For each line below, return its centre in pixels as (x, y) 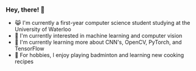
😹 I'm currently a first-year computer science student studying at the (102, 23)
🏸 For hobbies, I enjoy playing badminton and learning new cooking (99, 55)
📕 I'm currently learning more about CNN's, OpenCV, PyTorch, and (98, 42)
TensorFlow (29, 49)
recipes (24, 62)
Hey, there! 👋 (25, 10)
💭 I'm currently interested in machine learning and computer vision (98, 36)
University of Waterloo (43, 29)
